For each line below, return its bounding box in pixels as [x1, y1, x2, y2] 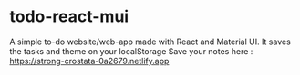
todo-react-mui [9, 6, 129, 27]
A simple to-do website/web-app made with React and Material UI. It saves [9, 36, 292, 47]
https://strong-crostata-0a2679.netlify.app [9, 55, 170, 66]
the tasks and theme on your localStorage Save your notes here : [9, 45, 253, 56]
